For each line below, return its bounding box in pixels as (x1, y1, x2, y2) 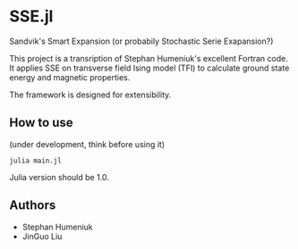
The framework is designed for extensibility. (9, 89, 172, 100)
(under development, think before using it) (9, 138, 166, 149)
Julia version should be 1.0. (9, 171, 110, 182)
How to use (9, 115, 73, 130)
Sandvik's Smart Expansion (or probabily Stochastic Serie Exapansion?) (9, 36, 274, 46)
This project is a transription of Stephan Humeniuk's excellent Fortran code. (9, 53, 288, 63)
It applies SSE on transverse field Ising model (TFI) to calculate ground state (9, 62, 290, 73)
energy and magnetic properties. (9, 71, 131, 82)
